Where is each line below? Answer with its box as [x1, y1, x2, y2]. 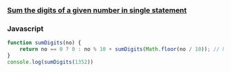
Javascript [7, 23, 44, 33]
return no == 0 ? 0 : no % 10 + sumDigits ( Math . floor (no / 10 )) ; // [19, 46, 220, 53]
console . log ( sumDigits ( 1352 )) [7, 58, 94, 65]
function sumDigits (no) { [7, 40, 81, 47]
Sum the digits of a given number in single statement [7, 5, 187, 15]
